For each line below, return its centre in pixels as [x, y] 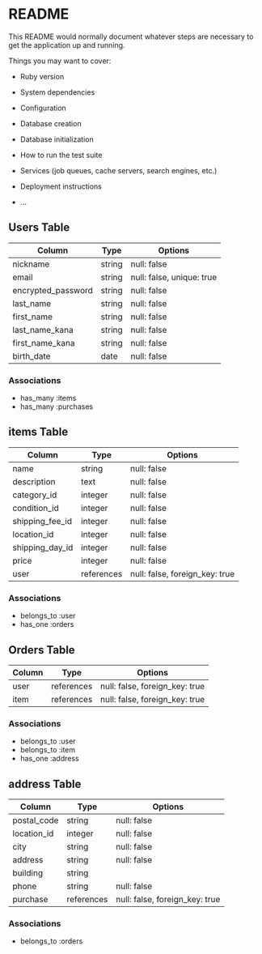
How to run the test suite [61, 155]
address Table [45, 784]
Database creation [51, 123]
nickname [31, 264]
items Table [38, 432]
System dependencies [57, 92]
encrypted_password [53, 290]
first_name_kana [44, 343]
